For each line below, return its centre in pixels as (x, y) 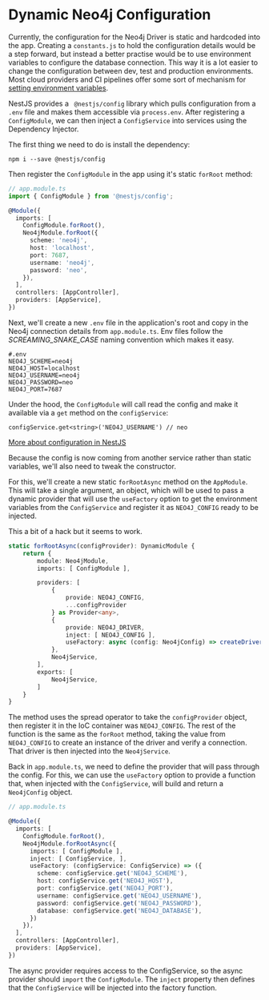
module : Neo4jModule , (73, 561)
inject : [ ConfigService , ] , (78, 858)
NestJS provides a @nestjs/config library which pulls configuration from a (132, 103)
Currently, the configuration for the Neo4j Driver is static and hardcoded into (134, 37)
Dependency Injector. (44, 129)
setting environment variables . (58, 88)
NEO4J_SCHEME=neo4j (41, 361)
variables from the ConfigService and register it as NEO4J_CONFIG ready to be (133, 507)
